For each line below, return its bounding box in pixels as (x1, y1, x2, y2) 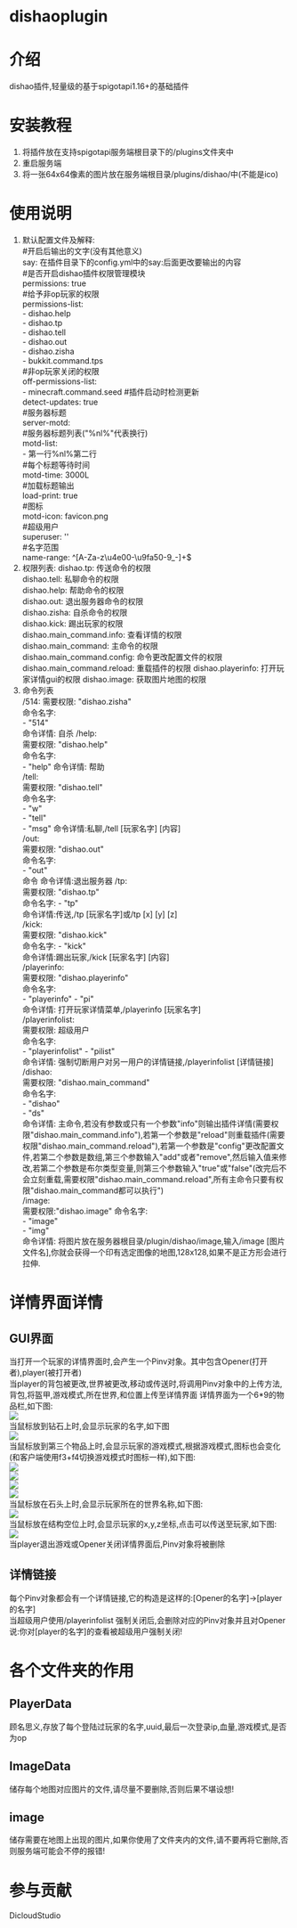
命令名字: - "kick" (21, 941, 86, 951)
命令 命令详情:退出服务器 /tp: (21, 876, 127, 886)
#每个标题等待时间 (21, 460, 91, 470)
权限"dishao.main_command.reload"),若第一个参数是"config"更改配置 (21, 1140, 277, 1151)
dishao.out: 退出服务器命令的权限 (21, 596, 144, 607)
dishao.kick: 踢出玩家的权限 (21, 618, 124, 629)
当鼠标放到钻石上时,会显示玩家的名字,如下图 (9, 1421, 171, 1431)
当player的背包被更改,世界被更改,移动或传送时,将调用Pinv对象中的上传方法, (9, 1378, 283, 1389)
